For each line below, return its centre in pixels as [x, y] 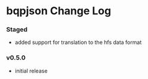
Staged [17, 30]
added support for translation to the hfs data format [78, 42]
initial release [31, 71]
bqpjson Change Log [59, 11]
